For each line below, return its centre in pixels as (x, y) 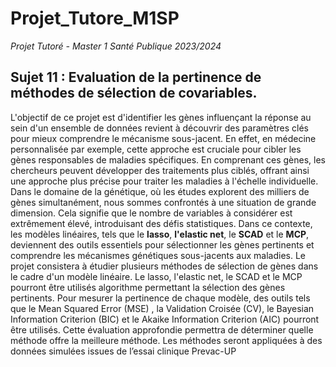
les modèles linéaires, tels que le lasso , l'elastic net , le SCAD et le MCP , (160, 234)
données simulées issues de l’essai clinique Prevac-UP (123, 351)
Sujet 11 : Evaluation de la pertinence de (136, 77)
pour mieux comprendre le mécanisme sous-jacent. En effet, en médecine (163, 138)
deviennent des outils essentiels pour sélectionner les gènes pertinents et (162, 244)
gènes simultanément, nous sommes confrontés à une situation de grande (163, 202)
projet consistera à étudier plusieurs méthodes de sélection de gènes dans (164, 266)
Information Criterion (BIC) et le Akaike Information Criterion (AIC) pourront (165, 319)
